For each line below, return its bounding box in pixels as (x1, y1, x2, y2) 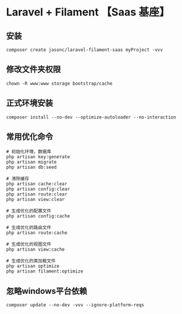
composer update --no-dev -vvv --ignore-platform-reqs (6, 302, 145, 308)
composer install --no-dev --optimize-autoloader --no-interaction (6, 114, 177, 120)
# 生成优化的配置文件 (6, 208, 52, 214)
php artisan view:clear (6, 197, 65, 203)
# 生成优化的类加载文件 (6, 258, 56, 264)
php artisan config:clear (6, 186, 70, 193)
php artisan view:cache (6, 246, 65, 252)
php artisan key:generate (6, 154, 70, 160)
